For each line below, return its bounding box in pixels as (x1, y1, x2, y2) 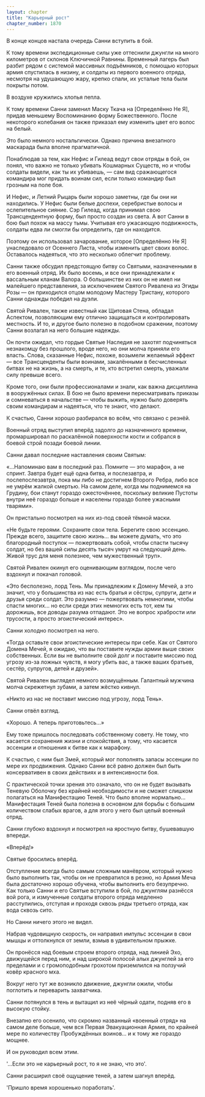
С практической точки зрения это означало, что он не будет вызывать (6, 780, 192, 788)
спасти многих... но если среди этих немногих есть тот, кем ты (6, 602, 173, 609)
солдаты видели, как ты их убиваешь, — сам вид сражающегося (6, 168, 177, 175)
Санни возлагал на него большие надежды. (6, 326, 121, 334)
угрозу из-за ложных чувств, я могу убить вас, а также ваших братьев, (6, 658, 194, 666)
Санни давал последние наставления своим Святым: (6, 452, 146, 459)
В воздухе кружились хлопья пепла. (6, 93, 102, 101)
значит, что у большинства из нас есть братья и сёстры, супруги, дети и (6, 589, 196, 596)
